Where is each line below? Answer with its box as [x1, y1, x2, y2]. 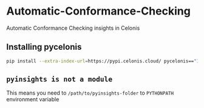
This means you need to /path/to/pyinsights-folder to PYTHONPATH [6, 89, 174, 96]
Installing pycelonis [6, 42, 82, 52]
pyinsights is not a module [6, 75, 113, 84]
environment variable [6, 96, 59, 103]
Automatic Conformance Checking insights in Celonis [6, 24, 140, 32]
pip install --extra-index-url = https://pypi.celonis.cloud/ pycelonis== [6, 58, 194, 64]
